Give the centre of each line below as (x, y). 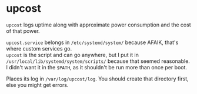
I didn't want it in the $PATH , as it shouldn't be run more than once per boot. (96, 67)
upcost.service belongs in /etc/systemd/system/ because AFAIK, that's (92, 42)
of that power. (23, 31)
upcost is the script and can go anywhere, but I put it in (73, 55)
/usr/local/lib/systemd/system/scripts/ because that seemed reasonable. (98, 61)
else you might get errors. (37, 85)
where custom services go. (39, 48)
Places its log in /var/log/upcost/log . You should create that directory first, (98, 79)
